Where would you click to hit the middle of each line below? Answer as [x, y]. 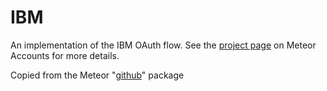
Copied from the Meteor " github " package [97, 75]
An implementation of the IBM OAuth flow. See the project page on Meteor [163, 45]
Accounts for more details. [65, 55]
